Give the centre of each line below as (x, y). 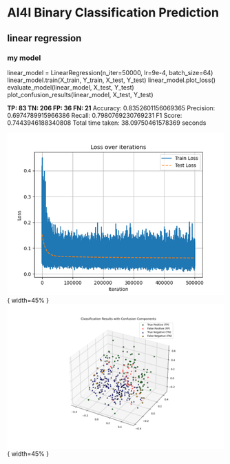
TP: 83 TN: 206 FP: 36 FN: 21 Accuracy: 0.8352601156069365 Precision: (111, 108)
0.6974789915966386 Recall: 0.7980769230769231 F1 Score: (95, 115)
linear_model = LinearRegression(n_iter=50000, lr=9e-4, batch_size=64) (110, 72)
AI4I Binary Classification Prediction (113, 13)
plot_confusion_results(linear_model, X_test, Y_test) (80, 94)
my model (24, 58)
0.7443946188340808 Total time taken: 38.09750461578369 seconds (107, 123)
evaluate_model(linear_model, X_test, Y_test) (71, 87)
